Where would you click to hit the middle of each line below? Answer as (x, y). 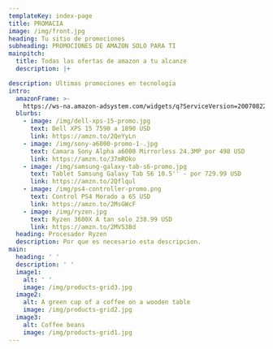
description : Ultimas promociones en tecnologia (92, 83)
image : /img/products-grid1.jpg (78, 332)
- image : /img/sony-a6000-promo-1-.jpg (91, 144)
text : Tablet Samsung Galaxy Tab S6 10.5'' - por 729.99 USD (136, 174)
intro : (19, 91)
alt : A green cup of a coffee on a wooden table (107, 302)
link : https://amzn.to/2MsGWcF (83, 204)
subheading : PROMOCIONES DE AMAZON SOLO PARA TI (92, 46)
